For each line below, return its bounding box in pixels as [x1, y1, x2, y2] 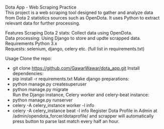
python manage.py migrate [12, 86, 69, 92]
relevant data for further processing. [5, 20, 80, 26]
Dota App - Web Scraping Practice [5, 4, 77, 10]
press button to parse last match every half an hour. [12, 118, 119, 124]
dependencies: [12, 70, 44, 76]
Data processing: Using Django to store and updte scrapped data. [5, 35, 141, 41]
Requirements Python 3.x [5, 40, 58, 46]
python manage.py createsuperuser [12, 81, 87, 87]
